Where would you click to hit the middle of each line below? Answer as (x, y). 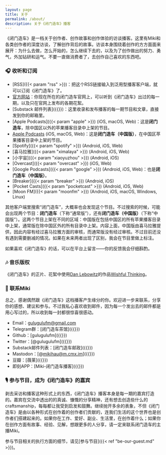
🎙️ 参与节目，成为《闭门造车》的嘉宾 (48, 381)
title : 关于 (17, 14)
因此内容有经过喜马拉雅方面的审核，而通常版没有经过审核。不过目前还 (85, 231)
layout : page (19, 10)
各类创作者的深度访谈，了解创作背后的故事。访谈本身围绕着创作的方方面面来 (83, 45)
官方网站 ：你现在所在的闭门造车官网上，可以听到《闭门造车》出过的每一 (86, 97)
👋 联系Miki (18, 288)
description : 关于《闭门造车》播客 (38, 24)
